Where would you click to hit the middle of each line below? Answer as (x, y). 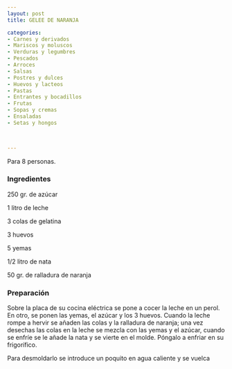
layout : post (26, 14)
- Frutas (20, 104)
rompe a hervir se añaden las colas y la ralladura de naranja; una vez (105, 323)
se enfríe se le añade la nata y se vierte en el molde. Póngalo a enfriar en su (115, 338)
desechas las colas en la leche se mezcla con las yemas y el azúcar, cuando (116, 330)
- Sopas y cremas (32, 110)
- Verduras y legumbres (42, 52)
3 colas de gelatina (34, 221)
